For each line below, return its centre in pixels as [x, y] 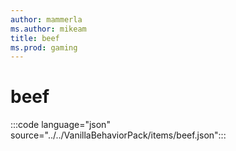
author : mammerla [46, 19]
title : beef [35, 38]
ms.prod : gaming [44, 47]
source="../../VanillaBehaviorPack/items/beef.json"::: [118, 135]
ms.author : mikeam [48, 29]
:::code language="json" [60, 125]
